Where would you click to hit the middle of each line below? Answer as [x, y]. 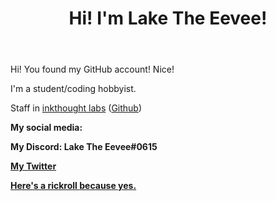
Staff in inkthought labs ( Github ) [76, 108]
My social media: [46, 128]
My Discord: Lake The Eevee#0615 [84, 147]
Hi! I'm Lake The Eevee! [168, 18]
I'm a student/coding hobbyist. [73, 89]
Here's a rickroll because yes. [73, 186]
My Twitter [33, 166]
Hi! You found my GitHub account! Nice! [92, 69]
